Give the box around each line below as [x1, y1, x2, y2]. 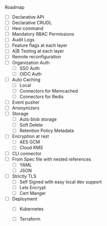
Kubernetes [19, 206, 44, 212]
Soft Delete [19, 122, 43, 128]
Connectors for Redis [19, 93, 64, 100]
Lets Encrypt [19, 184, 46, 190]
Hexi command [12, 25, 44, 32]
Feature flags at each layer [12, 42, 67, 48]
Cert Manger [19, 190, 46, 196]
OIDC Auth [19, 70, 42, 77]
